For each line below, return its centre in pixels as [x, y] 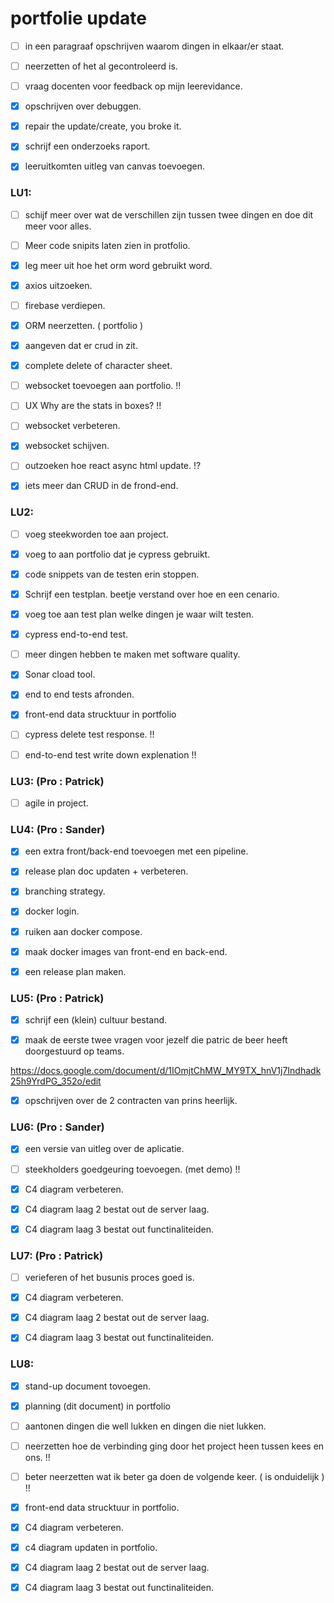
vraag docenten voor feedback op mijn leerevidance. [133, 86]
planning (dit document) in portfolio [97, 1406]
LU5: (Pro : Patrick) [57, 998]
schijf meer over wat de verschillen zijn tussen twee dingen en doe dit [169, 214]
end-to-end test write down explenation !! [110, 754]
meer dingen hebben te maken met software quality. [132, 654]
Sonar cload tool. [60, 674]
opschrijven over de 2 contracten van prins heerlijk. [131, 1101]
